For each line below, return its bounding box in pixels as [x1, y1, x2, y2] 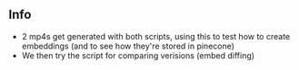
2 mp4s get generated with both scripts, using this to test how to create [21, 31, 291, 41]
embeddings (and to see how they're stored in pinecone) [21, 40, 235, 51]
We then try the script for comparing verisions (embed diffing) [21, 49, 255, 61]
